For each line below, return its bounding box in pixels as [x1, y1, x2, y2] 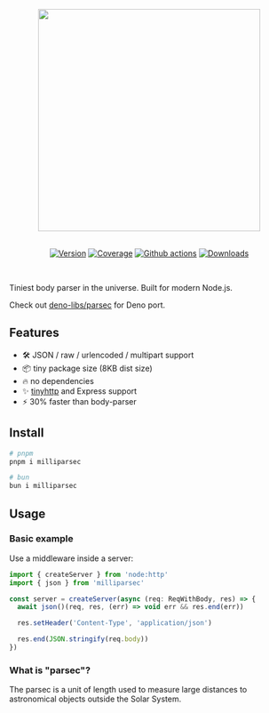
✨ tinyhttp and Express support [21, 385, 138, 397]
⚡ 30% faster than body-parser [21, 396, 137, 406]
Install [9, 425, 44, 441]
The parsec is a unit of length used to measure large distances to [9, 685, 248, 695]
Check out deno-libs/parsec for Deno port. [9, 300, 166, 310]
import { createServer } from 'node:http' [9, 570, 169, 579]
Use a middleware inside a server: [9, 553, 134, 564]
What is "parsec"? [9, 664, 91, 677]
